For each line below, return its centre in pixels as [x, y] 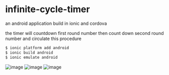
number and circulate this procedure [43, 39]
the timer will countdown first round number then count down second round [84, 33]
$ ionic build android [29, 52]
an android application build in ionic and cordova [56, 23]
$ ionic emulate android [31, 57]
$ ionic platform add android [37, 48]
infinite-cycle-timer [48, 9]
